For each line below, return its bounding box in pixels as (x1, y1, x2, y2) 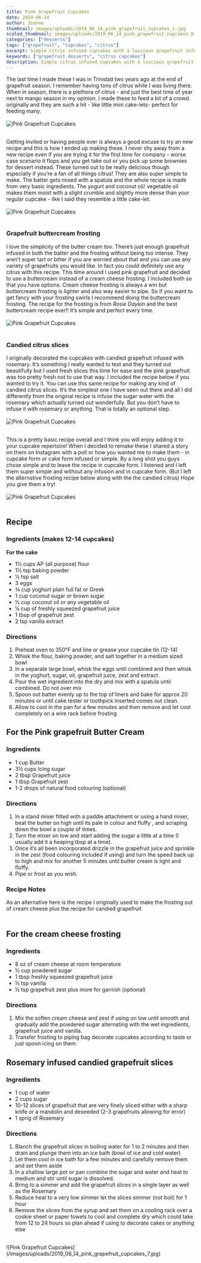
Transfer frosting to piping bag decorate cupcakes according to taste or (14, 1033, 192, 1041)
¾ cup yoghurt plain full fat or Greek (14, 586, 105, 593)
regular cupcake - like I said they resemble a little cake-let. (6, 195, 151, 203)
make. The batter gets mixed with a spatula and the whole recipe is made (6, 176, 187, 183)
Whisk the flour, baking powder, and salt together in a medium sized (14, 653, 183, 660)
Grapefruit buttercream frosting (6, 229, 100, 237)
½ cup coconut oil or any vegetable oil (14, 598, 109, 605)
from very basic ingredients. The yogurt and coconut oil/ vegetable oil (6, 182, 178, 189)
